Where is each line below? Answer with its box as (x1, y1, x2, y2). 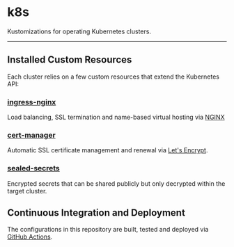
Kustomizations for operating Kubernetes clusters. (7, 27, 152, 35)
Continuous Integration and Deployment (7, 207, 186, 219)
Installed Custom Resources (7, 54, 132, 66)
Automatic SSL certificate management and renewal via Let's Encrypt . (7, 146, 208, 154)
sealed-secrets (7, 164, 61, 173)
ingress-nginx (7, 97, 56, 106)
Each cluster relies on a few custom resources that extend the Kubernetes (7, 72, 220, 81)
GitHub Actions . (7, 232, 53, 241)
